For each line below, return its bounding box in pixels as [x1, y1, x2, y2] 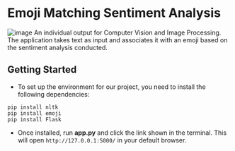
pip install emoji [7, 109, 62, 117]
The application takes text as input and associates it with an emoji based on [7, 35, 228, 44]
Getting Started [7, 64, 77, 75]
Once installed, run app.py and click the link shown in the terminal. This [17, 128, 227, 137]
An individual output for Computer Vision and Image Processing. [34, 28, 222, 37]
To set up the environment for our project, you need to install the [17, 83, 207, 91]
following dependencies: [17, 90, 90, 98]
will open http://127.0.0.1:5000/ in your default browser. [17, 135, 187, 144]
